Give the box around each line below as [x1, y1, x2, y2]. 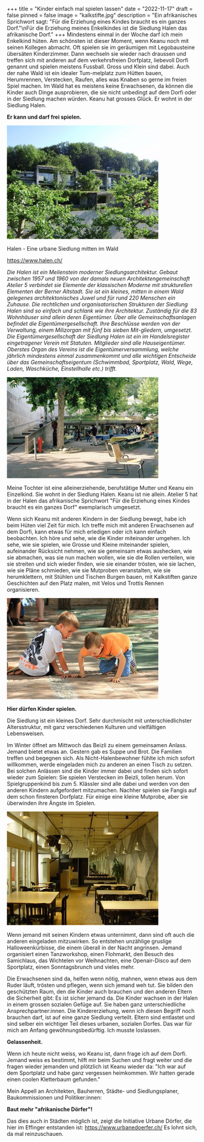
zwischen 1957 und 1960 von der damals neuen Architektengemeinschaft [7, 275, 190, 282]
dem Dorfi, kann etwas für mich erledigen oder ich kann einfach [7, 528, 166, 535]
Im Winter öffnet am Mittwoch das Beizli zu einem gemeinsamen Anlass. [7, 742, 187, 748]
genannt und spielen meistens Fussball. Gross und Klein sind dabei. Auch [7, 63, 190, 70]
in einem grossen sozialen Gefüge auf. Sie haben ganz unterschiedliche [7, 1001, 186, 1008]
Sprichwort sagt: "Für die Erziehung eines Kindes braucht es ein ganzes [7, 18, 186, 25]
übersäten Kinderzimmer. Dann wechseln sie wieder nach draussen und [7, 50, 186, 57]
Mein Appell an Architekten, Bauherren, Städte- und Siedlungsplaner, [7, 1088, 179, 1095]
